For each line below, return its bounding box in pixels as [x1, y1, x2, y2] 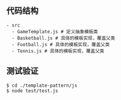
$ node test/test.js [6, 87, 59, 94]
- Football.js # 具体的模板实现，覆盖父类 [12, 41, 110, 47]
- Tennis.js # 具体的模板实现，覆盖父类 [12, 48, 105, 54]
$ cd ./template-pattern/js [6, 82, 78, 88]
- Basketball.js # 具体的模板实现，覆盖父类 [12, 35, 116, 41]
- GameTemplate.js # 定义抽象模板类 [12, 28, 99, 35]
